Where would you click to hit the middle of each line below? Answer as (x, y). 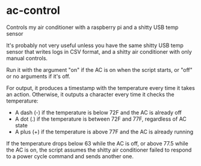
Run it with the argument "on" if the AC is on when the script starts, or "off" (99, 69)
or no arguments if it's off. (38, 76)
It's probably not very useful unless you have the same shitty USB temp (95, 45)
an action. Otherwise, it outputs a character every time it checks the (90, 94)
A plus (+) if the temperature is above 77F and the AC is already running (104, 132)
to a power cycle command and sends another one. (70, 156)
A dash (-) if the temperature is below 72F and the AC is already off (98, 112)
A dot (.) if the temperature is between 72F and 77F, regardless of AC (100, 119)
